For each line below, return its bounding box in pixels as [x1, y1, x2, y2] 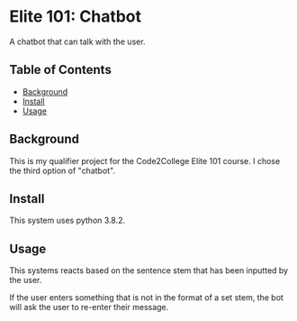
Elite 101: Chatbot [9, 6, 142, 27]
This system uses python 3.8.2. [9, 215, 126, 226]
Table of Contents [9, 62, 112, 78]
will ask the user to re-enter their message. [9, 302, 169, 313]
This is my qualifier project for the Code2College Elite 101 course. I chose [9, 155, 281, 166]
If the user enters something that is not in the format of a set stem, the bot [9, 292, 283, 303]
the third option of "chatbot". [9, 165, 115, 176]
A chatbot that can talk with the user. [9, 36, 146, 47]
